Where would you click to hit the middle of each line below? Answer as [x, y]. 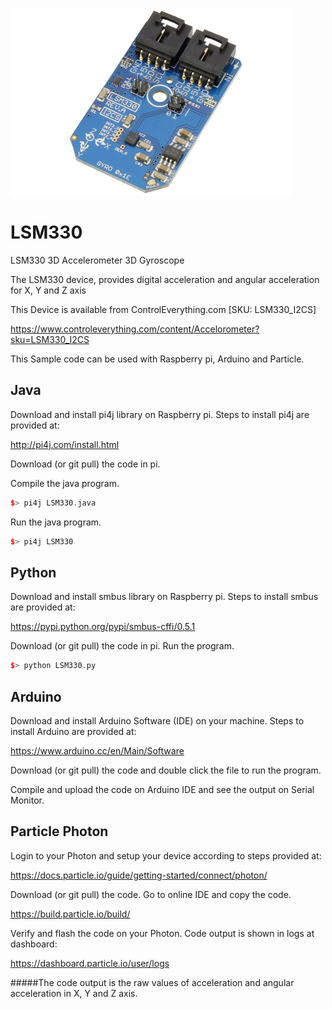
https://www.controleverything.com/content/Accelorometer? [135, 329]
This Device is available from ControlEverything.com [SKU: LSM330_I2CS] [163, 309]
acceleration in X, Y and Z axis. [74, 993]
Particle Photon [59, 831]
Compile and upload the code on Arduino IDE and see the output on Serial [162, 789]
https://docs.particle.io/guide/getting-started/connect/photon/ [139, 875]
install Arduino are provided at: [73, 731]
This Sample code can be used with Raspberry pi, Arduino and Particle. [157, 359]
